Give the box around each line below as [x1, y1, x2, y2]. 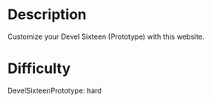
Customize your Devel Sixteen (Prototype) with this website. [7, 32, 205, 41]
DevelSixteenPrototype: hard [7, 86, 102, 95]
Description [7, 6, 87, 24]
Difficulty [7, 59, 71, 78]
